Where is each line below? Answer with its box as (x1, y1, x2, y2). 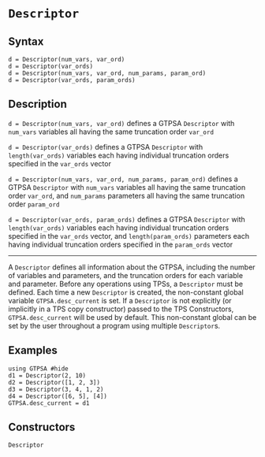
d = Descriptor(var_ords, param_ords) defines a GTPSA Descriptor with (8, 214, 246, 224)
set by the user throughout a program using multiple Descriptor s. (8, 321, 221, 330)
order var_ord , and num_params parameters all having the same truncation (8, 191, 245, 200)
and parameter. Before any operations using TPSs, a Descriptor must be (8, 279, 244, 288)
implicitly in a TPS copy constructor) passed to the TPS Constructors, (8, 304, 234, 314)
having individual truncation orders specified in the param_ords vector (8, 240, 233, 249)
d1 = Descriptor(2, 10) (8, 371, 87, 380)
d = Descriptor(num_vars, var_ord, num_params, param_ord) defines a (8, 174, 238, 184)
